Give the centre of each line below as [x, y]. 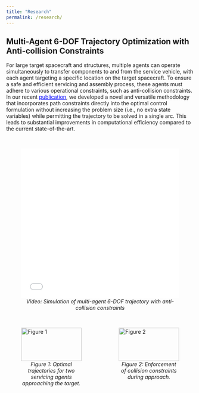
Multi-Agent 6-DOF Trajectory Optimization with [98, 42]
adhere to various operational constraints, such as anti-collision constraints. [99, 91]
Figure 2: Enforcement [149, 364]
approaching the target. [51, 383]
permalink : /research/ [34, 17]
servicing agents [51, 377]
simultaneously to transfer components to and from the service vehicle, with [100, 72]
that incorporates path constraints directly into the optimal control [87, 103]
